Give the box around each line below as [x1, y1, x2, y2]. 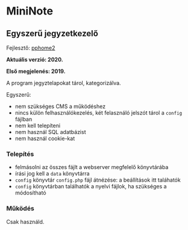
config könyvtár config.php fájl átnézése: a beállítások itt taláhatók [14, 176, 181, 184]
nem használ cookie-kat [14, 135, 75, 142]
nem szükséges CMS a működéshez [14, 103, 106, 110]
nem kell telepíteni [14, 122, 61, 129]
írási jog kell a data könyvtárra [14, 170, 90, 177]
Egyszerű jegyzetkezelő [6, 28, 98, 39]
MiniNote [6, 4, 53, 18]
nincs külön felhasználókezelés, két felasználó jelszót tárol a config [14, 109, 183, 116]
